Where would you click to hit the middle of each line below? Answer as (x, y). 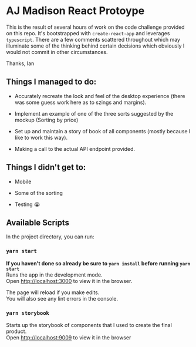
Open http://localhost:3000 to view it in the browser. (69, 281)
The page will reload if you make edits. (53, 292)
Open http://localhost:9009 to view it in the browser (69, 337)
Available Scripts (38, 222)
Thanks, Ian (20, 63)
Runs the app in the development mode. (54, 275)
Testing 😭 (27, 204)
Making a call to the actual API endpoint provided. (75, 149)
